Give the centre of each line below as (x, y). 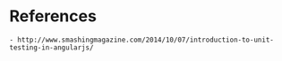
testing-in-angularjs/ (51, 47)
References (53, 16)
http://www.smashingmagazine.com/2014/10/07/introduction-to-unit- (146, 40)
